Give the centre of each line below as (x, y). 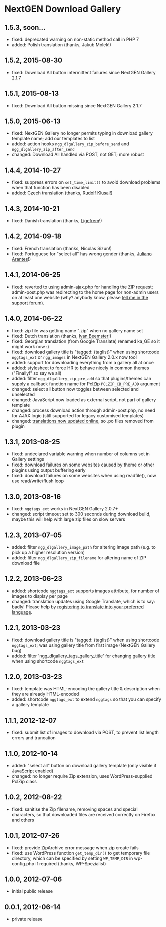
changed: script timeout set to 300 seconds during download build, (81, 514)
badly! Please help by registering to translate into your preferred (78, 607)
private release (27, 919)
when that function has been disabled (51, 188)
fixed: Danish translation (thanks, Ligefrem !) (57, 221)
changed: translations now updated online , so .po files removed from (83, 421)
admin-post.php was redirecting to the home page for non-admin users (85, 292)
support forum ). (28, 303)
